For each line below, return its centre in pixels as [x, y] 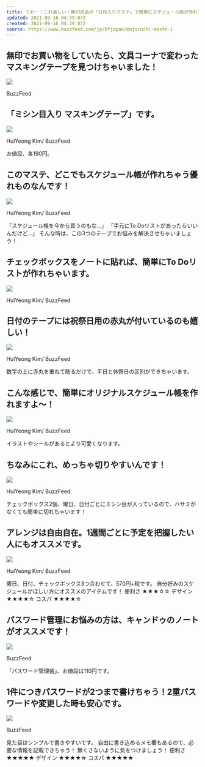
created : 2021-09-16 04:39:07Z [46, 23]
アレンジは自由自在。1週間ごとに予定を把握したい [100, 533]
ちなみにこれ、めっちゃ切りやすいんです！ [86, 465]
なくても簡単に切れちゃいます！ [46, 512]
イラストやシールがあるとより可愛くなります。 [65, 444]
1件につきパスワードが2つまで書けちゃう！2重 [93, 692]
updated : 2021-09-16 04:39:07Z [46, 18]
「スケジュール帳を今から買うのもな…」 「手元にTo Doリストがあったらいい [102, 225]
